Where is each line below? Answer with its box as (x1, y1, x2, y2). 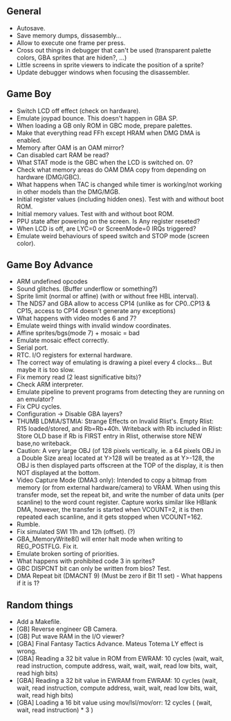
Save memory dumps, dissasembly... (16, 31, 122, 39)
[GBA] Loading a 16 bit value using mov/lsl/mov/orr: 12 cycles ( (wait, (16, 699, 212, 707)
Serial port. (16, 344, 48, 352)
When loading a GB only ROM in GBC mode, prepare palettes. (16, 121, 193, 130)
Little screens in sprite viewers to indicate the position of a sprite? (16, 60, 205, 69)
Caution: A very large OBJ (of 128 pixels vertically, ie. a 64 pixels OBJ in (16, 447, 221, 455)
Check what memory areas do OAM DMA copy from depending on (16, 166, 207, 174)
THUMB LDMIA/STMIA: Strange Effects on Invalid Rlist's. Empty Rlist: (16, 417, 214, 425)
